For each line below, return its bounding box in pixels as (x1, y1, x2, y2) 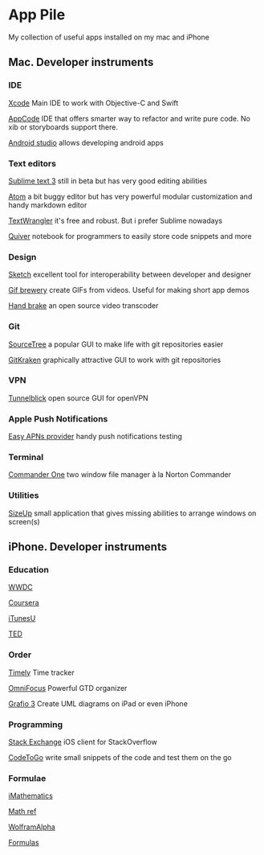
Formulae (8, 772, 47, 783)
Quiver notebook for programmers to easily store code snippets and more (8, 231, 253, 240)
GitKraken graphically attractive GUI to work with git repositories (8, 355, 221, 364)
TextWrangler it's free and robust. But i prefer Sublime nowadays (8, 216, 223, 225)
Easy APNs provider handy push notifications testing (8, 432, 183, 442)
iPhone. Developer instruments (8, 541, 167, 554)
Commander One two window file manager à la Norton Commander (8, 470, 231, 479)
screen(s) (8, 516, 40, 526)
